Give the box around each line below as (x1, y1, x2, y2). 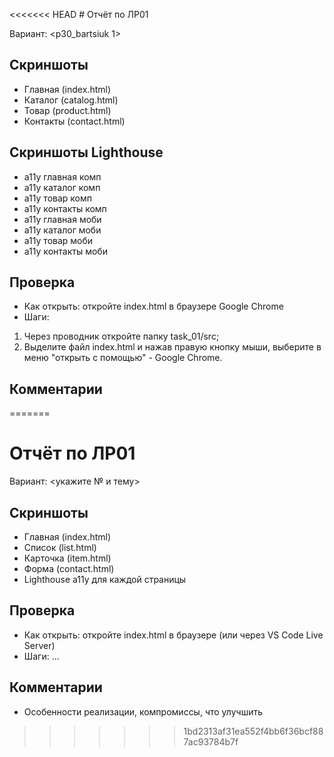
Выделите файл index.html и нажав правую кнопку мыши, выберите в (23, 341, 322, 353)
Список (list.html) (23, 542, 97, 553)
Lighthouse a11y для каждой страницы (23, 574, 187, 585)
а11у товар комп (23, 192, 93, 204)
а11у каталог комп (23, 181, 101, 193)
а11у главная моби (23, 213, 102, 225)
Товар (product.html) (23, 104, 112, 116)
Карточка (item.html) (23, 552, 112, 564)
